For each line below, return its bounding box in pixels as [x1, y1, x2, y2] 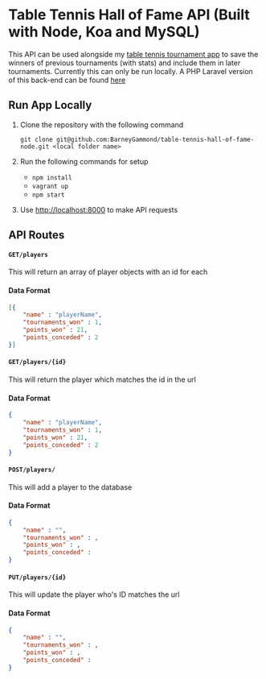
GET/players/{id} [8, 358, 67, 366]
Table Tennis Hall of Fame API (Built [8, 6, 251, 24]
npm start [31, 191, 66, 199]
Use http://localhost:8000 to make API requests [19, 205, 178, 214]
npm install [31, 173, 72, 182]
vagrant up [31, 182, 69, 190]
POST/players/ [8, 466, 56, 474]
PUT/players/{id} [8, 573, 67, 582]
